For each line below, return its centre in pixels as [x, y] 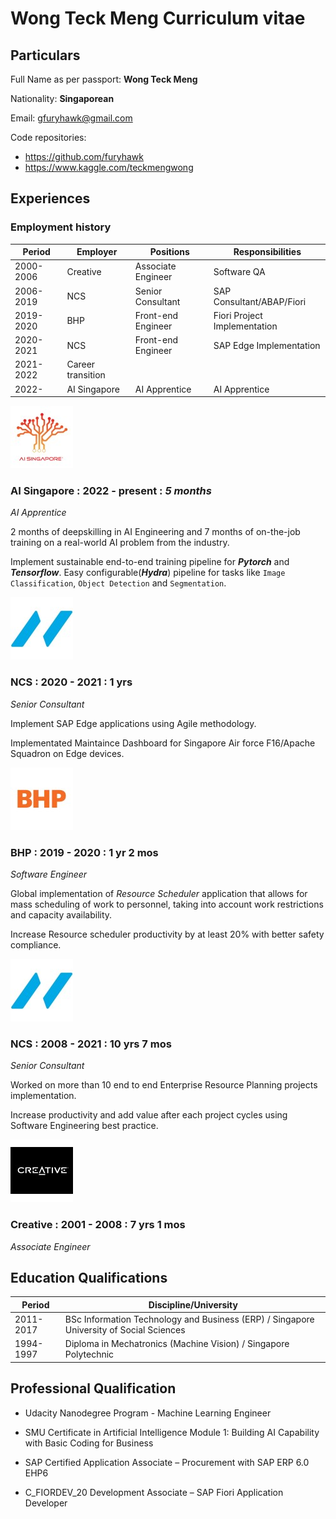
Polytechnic [89, 1354]
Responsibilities [267, 252]
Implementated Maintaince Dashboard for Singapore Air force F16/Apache [163, 743]
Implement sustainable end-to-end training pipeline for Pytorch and [150, 562]
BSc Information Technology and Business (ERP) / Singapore [189, 1319]
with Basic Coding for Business [89, 1443]
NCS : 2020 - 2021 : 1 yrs [71, 682]
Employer [97, 252]
